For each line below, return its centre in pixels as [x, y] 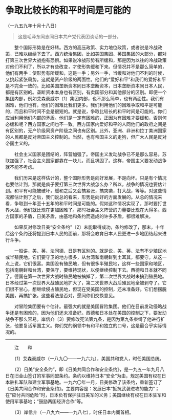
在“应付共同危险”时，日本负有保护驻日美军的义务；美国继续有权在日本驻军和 [86, 395]
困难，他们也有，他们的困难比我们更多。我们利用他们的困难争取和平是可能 [84, 105]
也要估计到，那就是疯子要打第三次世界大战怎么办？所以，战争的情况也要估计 [86, 184]
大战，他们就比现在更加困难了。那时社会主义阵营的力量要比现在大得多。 [86, 210]
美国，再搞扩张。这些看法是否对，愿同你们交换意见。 [61, 295]
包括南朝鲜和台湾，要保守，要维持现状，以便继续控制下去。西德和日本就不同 [86, 270]
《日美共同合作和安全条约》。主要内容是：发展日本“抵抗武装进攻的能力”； [82, 388]
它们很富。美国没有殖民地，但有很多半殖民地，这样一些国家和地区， [95, 263]
